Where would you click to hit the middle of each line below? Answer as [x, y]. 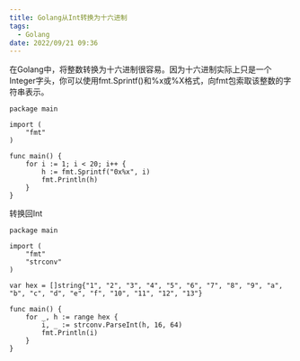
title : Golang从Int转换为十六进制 [68, 18]
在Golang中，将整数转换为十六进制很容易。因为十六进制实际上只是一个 [141, 69]
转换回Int [26, 213]
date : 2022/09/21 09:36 [54, 43]
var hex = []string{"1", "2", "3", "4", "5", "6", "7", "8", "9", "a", [146, 286]
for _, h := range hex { [72, 317]
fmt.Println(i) [70, 333]
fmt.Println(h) [70, 180]
